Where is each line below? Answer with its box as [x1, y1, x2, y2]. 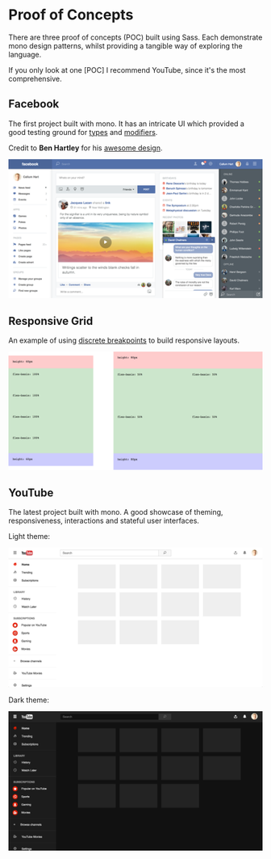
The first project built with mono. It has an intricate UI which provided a [8, 119, 244, 128]
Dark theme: [8, 695, 50, 705]
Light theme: [8, 532, 51, 541]
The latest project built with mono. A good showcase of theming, [8, 507, 223, 517]
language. [8, 49, 42, 59]
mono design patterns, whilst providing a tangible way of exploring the [8, 40, 244, 50]
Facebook [8, 97, 60, 111]
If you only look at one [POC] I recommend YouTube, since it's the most [8, 65, 246, 74]
